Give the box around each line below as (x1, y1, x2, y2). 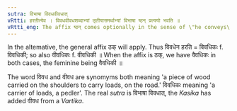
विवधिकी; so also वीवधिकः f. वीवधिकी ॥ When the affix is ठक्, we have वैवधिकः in (7, 51, 216, 59)
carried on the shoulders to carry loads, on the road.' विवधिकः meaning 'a (7, 81, 216, 89)
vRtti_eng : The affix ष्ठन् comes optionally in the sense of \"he (7, 23, 202, 30)
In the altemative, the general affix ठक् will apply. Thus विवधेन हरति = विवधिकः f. (7, 43, 224, 52)
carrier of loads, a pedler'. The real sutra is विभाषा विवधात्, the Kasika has (7, 89, 212, 98)
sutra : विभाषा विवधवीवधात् (7, 10, 68, 18)
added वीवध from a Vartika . (7, 97, 84, 105)
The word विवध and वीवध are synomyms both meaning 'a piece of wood (7, 73, 211, 81)
